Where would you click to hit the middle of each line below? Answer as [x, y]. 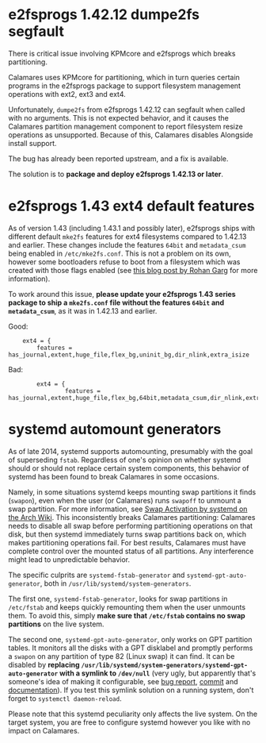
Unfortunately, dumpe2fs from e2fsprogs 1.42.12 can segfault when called [127, 110]
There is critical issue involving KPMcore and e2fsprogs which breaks [122, 53]
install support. [32, 143]
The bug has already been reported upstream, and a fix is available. [118, 158]
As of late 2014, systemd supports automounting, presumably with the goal [131, 451]
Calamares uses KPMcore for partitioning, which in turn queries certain [124, 77]
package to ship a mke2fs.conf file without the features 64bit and [116, 302]
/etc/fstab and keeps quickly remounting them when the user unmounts [127, 607]
